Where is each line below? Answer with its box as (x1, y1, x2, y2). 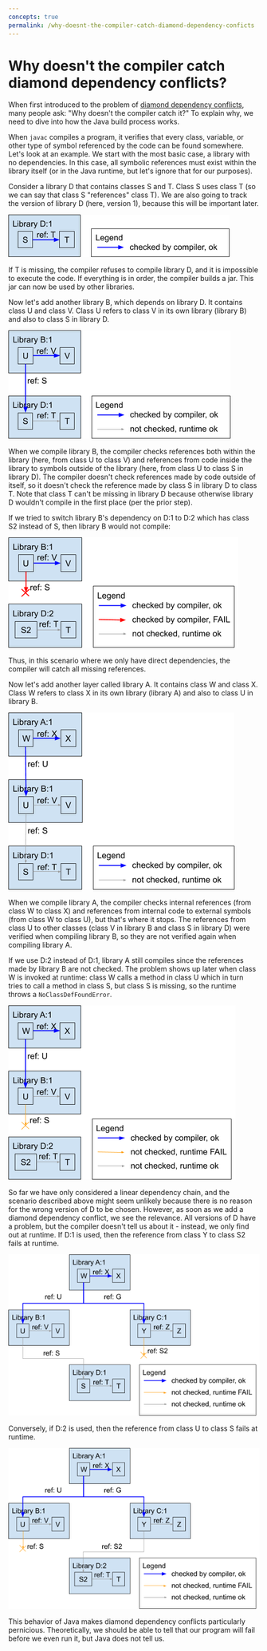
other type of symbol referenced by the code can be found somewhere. (8, 141, 244, 151)
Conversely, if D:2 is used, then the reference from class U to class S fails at (8, 1423, 258, 1433)
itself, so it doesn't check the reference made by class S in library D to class (8, 481, 257, 490)
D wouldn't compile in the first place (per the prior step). (8, 497, 193, 507)
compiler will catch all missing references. (8, 664, 146, 674)
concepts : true (8, 13, 59, 21)
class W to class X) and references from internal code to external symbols (8, 906, 252, 916)
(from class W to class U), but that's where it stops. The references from (8, 915, 246, 924)
